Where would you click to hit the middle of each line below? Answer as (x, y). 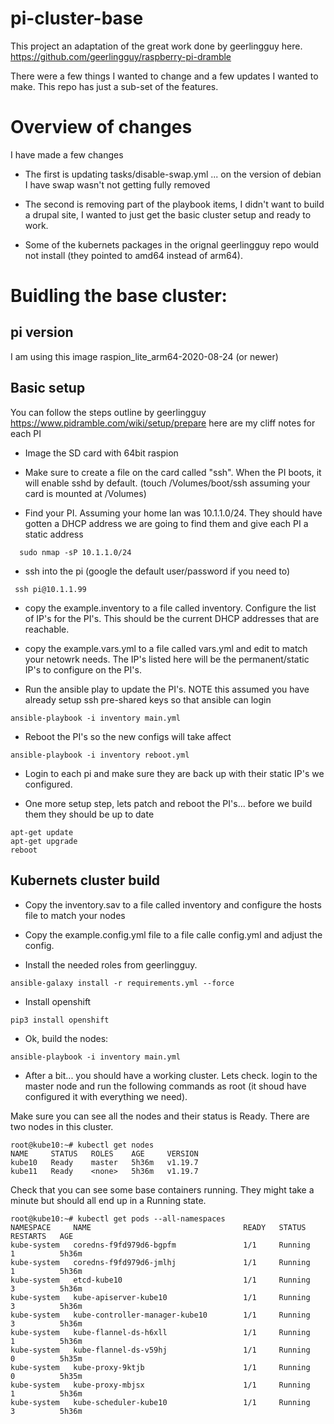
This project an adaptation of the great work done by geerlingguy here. (156, 46)
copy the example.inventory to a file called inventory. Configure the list (170, 608)
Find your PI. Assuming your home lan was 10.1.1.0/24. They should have (173, 513)
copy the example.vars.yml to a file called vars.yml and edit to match (166, 648)
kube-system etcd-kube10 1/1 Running (160, 1280)
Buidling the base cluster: (119, 296)
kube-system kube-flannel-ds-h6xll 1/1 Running (160, 1332)
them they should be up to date (89, 814)
